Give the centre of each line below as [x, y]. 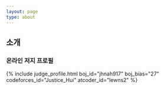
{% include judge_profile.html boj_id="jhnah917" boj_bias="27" [83, 74]
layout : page [22, 11]
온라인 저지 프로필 [30, 61]
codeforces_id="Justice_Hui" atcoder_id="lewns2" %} [72, 80]
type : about [21, 17]
